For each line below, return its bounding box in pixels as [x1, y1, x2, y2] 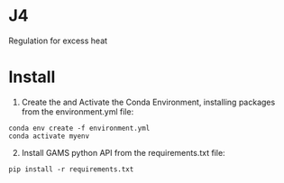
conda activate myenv [8, 132, 90, 141]
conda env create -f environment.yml [8, 124, 151, 133]
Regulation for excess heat [8, 35, 108, 46]
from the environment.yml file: [21, 105, 134, 117]
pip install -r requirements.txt [8, 164, 134, 174]
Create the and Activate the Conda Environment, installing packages [21, 96, 276, 107]
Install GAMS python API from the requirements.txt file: [21, 147, 226, 158]
